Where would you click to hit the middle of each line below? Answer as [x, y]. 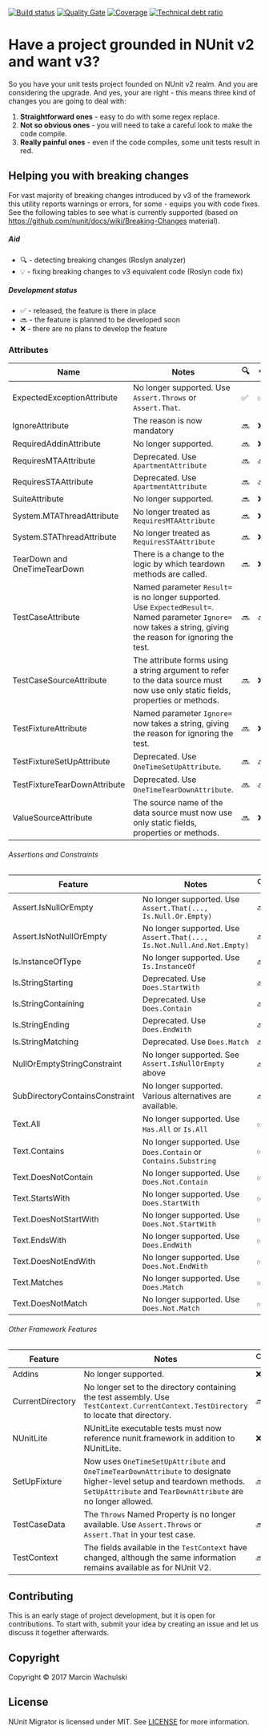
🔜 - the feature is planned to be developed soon [100, 319]
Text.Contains [38, 1151]
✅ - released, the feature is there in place [88, 310]
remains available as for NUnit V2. [148, 1568]
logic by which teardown [179, 564]
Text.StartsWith [41, 1198]
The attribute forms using [181, 660]
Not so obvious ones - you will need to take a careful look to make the [136, 125]
